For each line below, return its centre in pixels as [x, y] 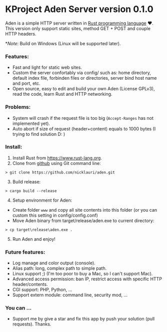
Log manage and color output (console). [54, 263]
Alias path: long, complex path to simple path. [59, 268]
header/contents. [30, 284]
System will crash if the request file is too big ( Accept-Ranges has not [83, 118]
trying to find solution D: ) [39, 134]
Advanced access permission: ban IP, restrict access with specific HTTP [87, 279]
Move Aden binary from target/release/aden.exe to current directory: [83, 220]
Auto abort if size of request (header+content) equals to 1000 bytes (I [84, 128]
